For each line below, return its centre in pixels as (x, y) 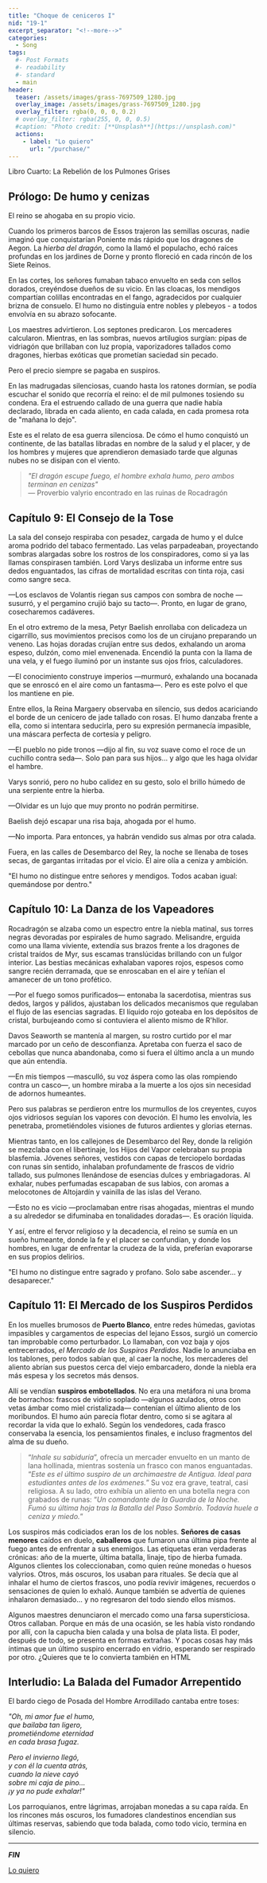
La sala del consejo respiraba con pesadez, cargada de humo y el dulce (126, 537)
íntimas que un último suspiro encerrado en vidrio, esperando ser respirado (132, 1648)
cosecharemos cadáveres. (52, 611)
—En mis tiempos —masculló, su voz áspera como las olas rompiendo (123, 1076)
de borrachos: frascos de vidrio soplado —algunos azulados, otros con (124, 1399)
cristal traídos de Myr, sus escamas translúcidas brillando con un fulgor (125, 954)
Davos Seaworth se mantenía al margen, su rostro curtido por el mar (120, 1035)
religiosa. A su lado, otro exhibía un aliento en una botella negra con (139, 1490)
